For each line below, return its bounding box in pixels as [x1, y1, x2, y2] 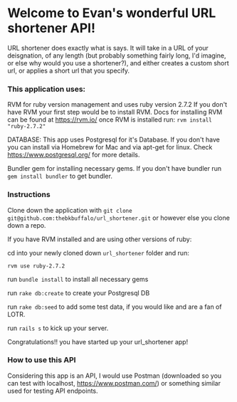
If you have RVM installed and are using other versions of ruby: [7, 235, 192, 243]
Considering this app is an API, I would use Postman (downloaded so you [7, 371, 222, 380]
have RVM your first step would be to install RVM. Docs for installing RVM [7, 108, 223, 117]
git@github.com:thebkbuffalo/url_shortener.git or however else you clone [7, 213, 230, 222]
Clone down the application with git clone [7, 206, 133, 214]
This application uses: [7, 84, 86, 94]
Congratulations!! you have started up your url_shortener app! [7, 337, 189, 346]
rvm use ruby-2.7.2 [7, 262, 65, 270]
